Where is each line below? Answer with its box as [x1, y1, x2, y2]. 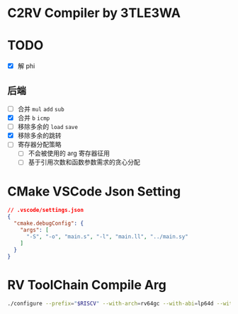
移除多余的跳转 [17, 131, 62, 140]
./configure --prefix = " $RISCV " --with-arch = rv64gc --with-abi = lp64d [7, 300, 214, 308]
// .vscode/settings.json [7, 207, 84, 214]
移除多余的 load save [17, 123, 78, 131]
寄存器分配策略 [17, 140, 62, 149]
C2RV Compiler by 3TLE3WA [7, 5, 181, 21]
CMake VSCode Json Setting [7, 183, 181, 199]
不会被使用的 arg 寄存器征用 [28, 149, 110, 157]
